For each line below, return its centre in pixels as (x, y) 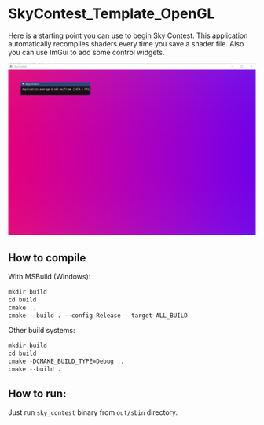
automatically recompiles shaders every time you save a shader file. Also (126, 43)
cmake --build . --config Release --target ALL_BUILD (98, 316)
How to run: (37, 393)
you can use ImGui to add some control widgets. (86, 52)
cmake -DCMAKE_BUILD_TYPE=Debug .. (66, 362)
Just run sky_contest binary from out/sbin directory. (93, 412)
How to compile (47, 258)
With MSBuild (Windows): (49, 277)
